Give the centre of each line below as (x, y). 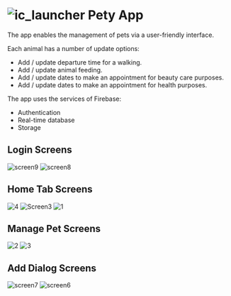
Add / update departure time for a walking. (80, 62)
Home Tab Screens (50, 189)
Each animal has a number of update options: (73, 48)
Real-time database (46, 120)
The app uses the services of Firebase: (64, 99)
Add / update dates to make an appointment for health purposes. (112, 84)
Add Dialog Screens (52, 268)
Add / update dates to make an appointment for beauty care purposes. (121, 77)
